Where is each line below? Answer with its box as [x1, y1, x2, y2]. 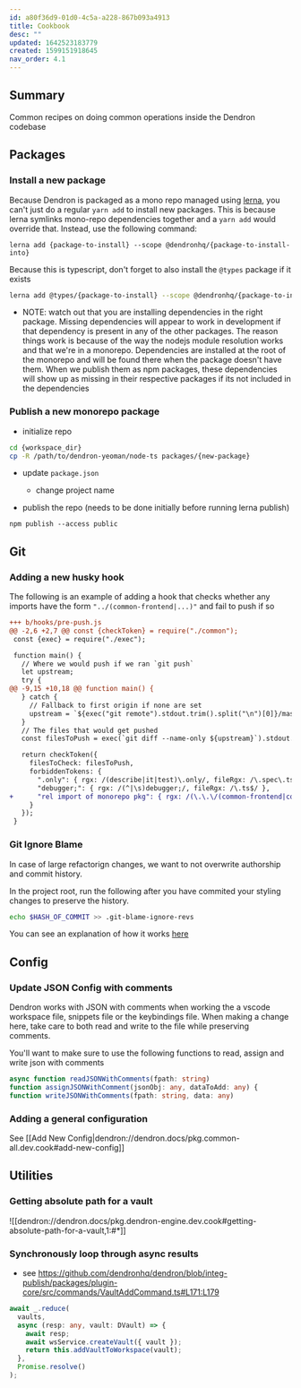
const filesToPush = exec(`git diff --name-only [21, 734, 206, 744]
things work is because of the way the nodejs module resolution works [21, 335, 284, 346]
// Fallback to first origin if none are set [29, 701, 202, 710]
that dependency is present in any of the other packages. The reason [21, 326, 279, 337]
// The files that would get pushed [21, 726, 159, 735]
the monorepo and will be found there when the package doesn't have [21, 355, 282, 366]
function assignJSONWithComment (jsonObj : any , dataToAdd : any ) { [9, 1082, 258, 1091]
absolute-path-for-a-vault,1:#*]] [9, 1225, 127, 1236]
